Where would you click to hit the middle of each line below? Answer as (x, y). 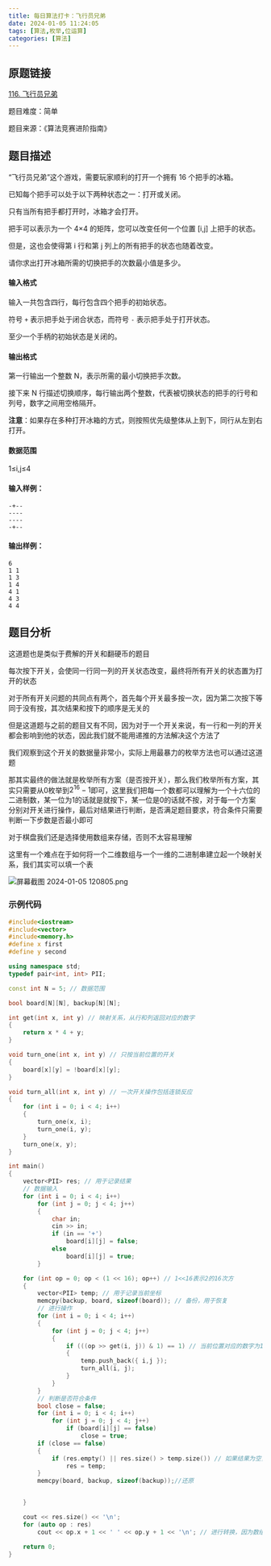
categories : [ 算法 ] (40, 38)
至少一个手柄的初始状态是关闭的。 (65, 336)
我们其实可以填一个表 (58, 865)
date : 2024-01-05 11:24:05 (54, 23)
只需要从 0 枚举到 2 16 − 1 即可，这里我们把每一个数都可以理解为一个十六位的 (138, 789)
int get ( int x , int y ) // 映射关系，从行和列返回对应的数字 (102, 1017)
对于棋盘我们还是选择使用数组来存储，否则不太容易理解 (100, 837)
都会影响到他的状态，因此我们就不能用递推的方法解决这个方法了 (114, 735)
